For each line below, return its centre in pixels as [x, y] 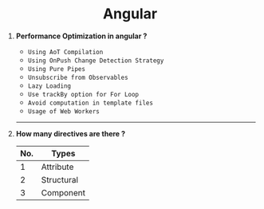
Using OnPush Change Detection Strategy [96, 61]
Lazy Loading [49, 86]
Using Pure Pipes [57, 69]
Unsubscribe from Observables [78, 77]
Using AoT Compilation [65, 52]
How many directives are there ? [71, 133]
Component [63, 192]
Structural [59, 179]
